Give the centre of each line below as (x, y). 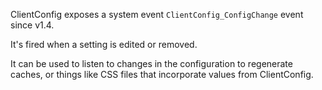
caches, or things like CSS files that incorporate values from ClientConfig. (162, 74)
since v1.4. (32, 25)
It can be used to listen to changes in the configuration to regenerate (151, 63)
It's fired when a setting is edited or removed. (104, 44)
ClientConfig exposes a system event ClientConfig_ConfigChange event (157, 14)
